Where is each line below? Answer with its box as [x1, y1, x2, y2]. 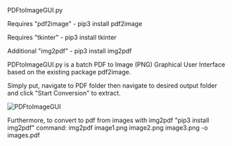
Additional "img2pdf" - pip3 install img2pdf [7, 47, 132, 55]
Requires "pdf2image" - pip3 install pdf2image [7, 20, 143, 27]
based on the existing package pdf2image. [7, 68, 131, 76]
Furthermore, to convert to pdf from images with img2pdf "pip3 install [7, 116, 210, 124]
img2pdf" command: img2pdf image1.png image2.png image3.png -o [7, 124, 209, 132]
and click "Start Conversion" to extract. [7, 89, 121, 97]
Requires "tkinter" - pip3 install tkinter [7, 33, 117, 41]
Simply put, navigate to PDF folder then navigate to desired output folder [7, 81, 218, 90]
